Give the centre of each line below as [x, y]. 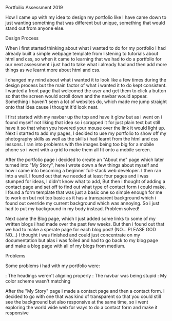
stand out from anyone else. [35, 28]
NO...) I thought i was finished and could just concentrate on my [73, 235]
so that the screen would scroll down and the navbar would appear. [77, 96]
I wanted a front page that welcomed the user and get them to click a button [86, 91]
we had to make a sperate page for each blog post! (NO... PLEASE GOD [81, 229]
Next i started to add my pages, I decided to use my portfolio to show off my [86, 133]
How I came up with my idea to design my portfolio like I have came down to [86, 17]
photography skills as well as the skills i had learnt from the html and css [82, 139]
